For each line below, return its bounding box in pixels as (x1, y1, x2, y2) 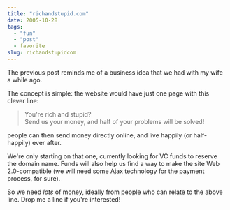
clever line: (7, 96, 39, 105)
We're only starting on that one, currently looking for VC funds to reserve (7, 151, 218, 160)
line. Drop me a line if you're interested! (7, 195, 121, 203)
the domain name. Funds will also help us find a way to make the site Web (7, 159, 220, 167)
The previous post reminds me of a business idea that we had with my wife (7, 68, 224, 77)
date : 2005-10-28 (7, 17, 58, 24)
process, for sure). (7, 174, 61, 182)
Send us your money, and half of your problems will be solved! (24, 117, 205, 126)
